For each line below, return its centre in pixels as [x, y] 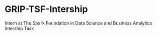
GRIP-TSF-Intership [46, 9]
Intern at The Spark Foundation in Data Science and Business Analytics [78, 23]
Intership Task [19, 28]
